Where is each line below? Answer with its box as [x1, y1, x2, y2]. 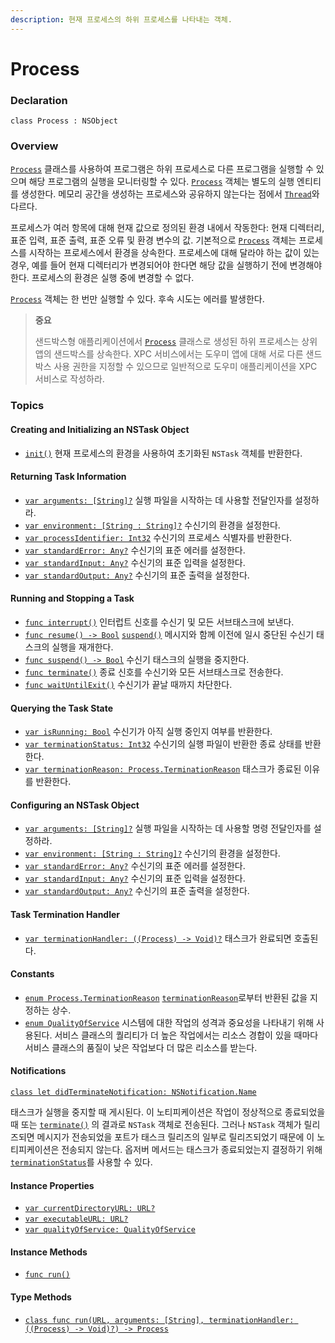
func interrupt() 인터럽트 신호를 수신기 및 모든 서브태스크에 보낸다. [24, 616, 295, 628]
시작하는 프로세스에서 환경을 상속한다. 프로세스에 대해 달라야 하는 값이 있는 [28, 247, 320, 259]
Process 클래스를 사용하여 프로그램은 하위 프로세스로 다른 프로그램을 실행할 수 [10, 163, 314, 175]
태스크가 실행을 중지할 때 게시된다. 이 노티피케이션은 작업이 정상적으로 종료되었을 [10, 1106, 326, 1118]
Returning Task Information [10, 471, 127, 483]
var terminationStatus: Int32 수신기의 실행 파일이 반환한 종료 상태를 [24, 738, 303, 750]
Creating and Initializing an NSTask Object [10, 423, 190, 435]
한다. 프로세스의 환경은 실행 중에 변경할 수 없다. [10, 272, 195, 284]
